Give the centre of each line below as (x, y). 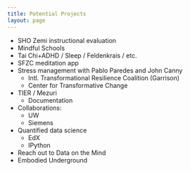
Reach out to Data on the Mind (62, 153)
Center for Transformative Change (78, 85)
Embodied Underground (52, 160)
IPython (39, 145)
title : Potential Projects (47, 14)
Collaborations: (39, 108)
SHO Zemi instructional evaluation (67, 40)
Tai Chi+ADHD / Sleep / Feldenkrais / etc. (77, 55)
